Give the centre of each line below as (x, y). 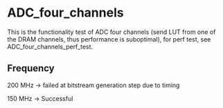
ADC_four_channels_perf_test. (50, 46)
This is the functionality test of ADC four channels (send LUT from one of (111, 32)
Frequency (31, 68)
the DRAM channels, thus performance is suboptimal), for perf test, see (109, 39)
